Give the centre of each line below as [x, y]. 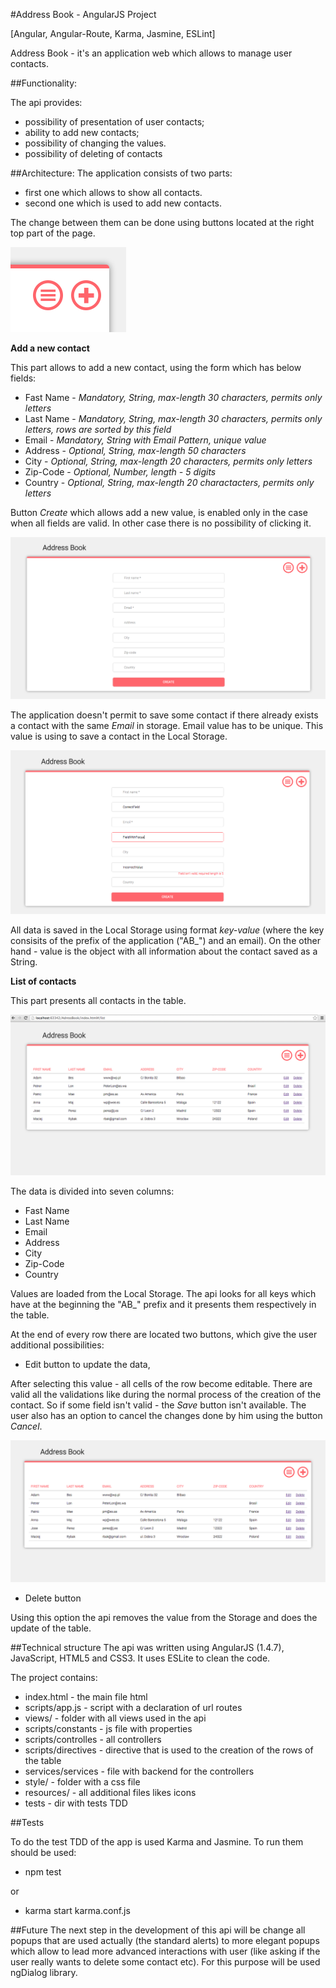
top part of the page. [53, 233]
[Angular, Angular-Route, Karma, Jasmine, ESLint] [113, 33]
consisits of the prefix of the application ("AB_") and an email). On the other [165, 940]
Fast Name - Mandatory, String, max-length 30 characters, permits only [173, 397]
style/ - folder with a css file [82, 1782]
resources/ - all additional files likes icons [110, 1793]
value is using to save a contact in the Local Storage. [119, 736]
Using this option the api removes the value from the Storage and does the [164, 1618]
